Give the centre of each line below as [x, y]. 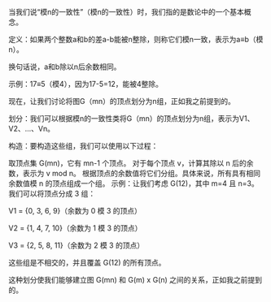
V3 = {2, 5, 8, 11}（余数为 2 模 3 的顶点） [76, 245]
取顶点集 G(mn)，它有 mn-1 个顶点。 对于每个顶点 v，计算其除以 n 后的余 [131, 163]
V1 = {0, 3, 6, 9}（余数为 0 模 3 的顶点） [75, 211]
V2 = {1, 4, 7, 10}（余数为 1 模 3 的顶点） [75, 228]
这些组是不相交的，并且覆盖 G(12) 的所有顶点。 [87, 263]
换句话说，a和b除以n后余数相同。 [65, 67]
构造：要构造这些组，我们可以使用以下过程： [83, 146]
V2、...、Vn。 [32, 129]
